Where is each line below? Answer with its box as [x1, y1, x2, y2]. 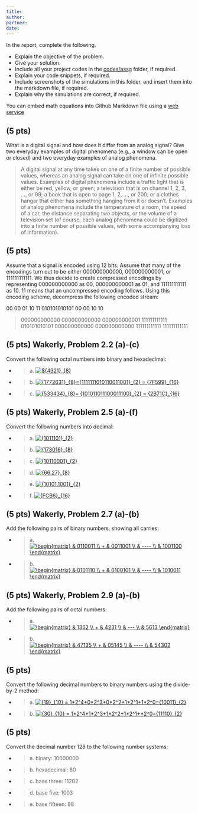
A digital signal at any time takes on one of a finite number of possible [20, 166, 191, 173]
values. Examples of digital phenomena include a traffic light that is [20, 179, 184, 186]
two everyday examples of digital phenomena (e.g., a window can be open [6, 148, 188, 155]
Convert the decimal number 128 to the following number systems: [6, 743, 168, 750]
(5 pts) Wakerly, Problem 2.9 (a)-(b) [6, 590, 141, 600]
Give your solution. [14, 59, 61, 66]
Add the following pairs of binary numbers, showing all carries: [6, 525, 159, 532]
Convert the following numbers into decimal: [6, 423, 114, 430]
